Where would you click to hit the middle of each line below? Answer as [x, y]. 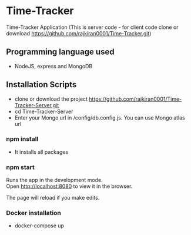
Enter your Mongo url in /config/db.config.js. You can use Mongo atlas [100, 117]
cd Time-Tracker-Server [44, 111]
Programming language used [60, 52]
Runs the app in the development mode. [54, 180]
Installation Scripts [41, 85]
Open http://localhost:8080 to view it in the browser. [69, 186]
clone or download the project [51, 99]
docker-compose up [39, 226]
